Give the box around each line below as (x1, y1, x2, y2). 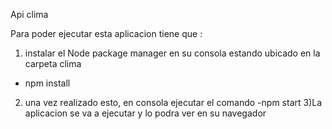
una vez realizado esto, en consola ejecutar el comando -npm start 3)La (24, 97, 323, 108)
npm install (24, 77, 71, 89)
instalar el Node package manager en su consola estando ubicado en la (24, 47, 321, 59)
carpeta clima (24, 58, 82, 69)
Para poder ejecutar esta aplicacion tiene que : (10, 28, 203, 39)
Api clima (10, 9, 49, 20)
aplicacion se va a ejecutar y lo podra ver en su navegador (24, 107, 267, 119)
